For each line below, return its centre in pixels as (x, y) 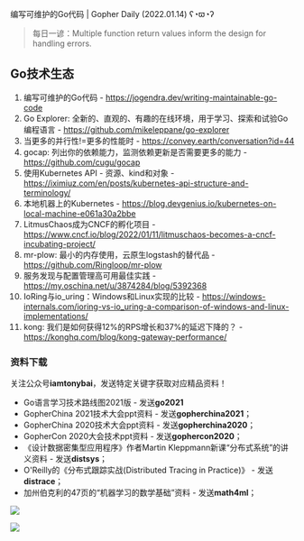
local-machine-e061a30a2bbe (79, 213)
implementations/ (55, 316)
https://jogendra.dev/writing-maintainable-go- (191, 97)
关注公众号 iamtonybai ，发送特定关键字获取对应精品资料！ (119, 383)
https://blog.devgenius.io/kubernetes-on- (199, 203)
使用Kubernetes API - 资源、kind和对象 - (99, 173)
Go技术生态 (42, 74)
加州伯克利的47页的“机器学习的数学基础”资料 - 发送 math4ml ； (140, 493)
